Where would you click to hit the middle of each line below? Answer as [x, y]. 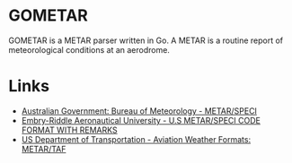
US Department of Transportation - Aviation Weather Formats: [136, 139]
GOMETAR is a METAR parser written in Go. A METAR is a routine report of [146, 40]
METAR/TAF [44, 149]
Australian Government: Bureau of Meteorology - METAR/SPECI [139, 111]
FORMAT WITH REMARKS [69, 130]
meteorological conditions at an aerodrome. [89, 49]
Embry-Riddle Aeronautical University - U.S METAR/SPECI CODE [141, 120]
